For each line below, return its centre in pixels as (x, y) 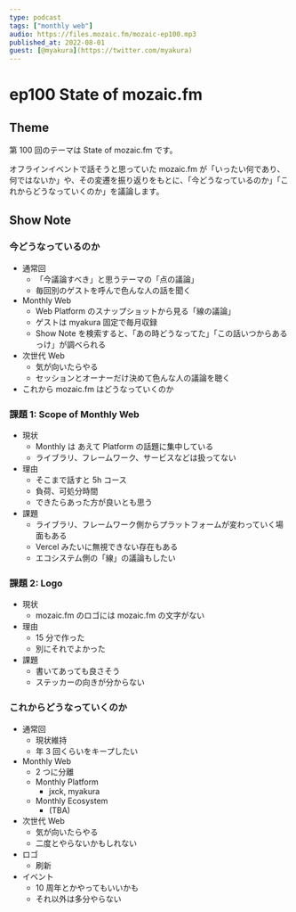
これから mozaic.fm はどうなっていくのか (98, 389)
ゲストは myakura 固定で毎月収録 (96, 322)
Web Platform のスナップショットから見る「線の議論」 (135, 311)
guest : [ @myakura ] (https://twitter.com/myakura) (101, 51)
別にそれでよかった (70, 649)
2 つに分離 (55, 771)
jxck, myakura (74, 791)
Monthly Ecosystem (72, 801)
